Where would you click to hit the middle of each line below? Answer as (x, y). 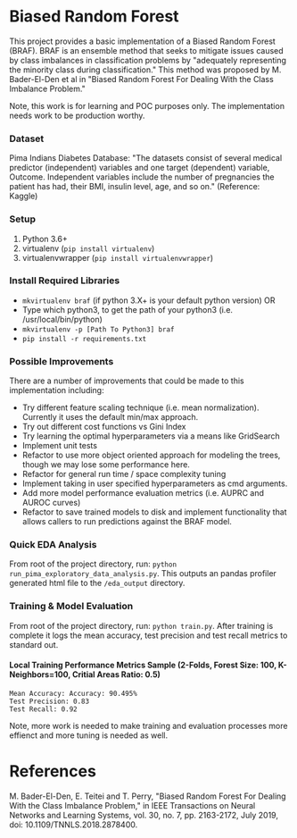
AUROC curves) (51, 503)
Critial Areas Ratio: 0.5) (116, 675)
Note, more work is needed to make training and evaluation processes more (148, 725)
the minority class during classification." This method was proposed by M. (145, 70)
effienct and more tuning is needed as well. (88, 735)
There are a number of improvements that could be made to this (127, 381)
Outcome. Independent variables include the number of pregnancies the (142, 177)
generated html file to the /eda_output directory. (97, 583)
